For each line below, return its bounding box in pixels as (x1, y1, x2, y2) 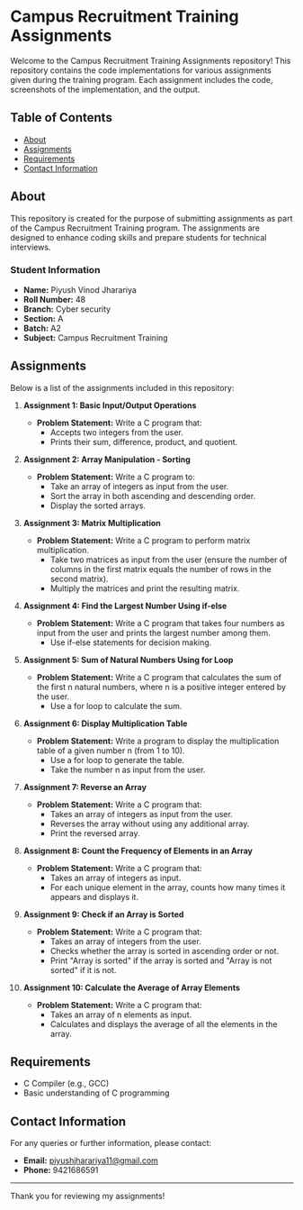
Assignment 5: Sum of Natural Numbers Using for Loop (22, 654, 234, 665)
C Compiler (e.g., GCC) (22, 1078, 110, 1089)
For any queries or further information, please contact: (10, 1138, 212, 1149)
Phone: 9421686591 (22, 1165, 99, 1176)
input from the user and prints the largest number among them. (36, 627, 271, 638)
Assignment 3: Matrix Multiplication (22, 517, 161, 528)
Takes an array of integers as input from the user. (49, 808, 233, 819)
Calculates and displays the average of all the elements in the (49, 1018, 278, 1029)
